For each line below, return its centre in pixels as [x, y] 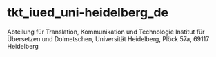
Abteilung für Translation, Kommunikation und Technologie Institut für [106, 32]
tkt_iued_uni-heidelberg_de [88, 13]
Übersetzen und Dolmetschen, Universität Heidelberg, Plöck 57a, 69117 [108, 38]
